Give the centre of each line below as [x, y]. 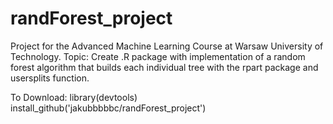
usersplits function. [50, 78]
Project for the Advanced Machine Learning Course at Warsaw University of [167, 46]
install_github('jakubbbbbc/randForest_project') [108, 108]
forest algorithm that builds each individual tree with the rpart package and [164, 67]
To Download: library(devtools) [74, 97]
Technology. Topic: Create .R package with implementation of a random [158, 56]
